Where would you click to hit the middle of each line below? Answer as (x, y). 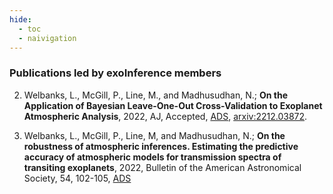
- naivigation (47, 38)
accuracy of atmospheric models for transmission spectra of (152, 157)
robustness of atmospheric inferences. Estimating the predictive (161, 146)
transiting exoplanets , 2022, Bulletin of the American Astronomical (162, 167)
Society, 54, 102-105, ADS (77, 178)
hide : (20, 19)
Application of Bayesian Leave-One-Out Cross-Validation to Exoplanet (173, 105)
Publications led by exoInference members (115, 73)
